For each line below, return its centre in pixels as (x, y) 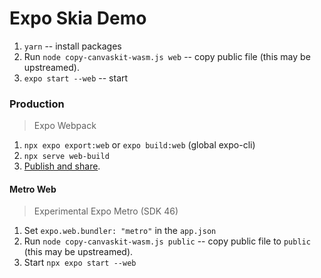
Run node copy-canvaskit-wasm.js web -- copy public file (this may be (167, 56)
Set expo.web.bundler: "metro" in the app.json (120, 231)
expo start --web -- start (76, 78)
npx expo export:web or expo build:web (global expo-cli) (139, 145)
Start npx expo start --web (80, 263)
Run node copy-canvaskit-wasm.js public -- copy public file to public (167, 241)
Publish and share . (62, 166)
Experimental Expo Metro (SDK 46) (106, 211)
